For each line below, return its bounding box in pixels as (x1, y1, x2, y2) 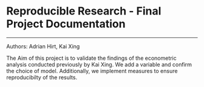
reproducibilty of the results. (6, 74, 78, 81)
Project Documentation (6, 17, 126, 31)
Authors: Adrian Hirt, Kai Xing (6, 42, 80, 50)
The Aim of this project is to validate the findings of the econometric (6, 54, 177, 62)
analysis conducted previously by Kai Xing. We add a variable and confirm (6, 60, 192, 68)
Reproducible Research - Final (6, 4, 161, 18)
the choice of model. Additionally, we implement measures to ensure (6, 67, 178, 74)
